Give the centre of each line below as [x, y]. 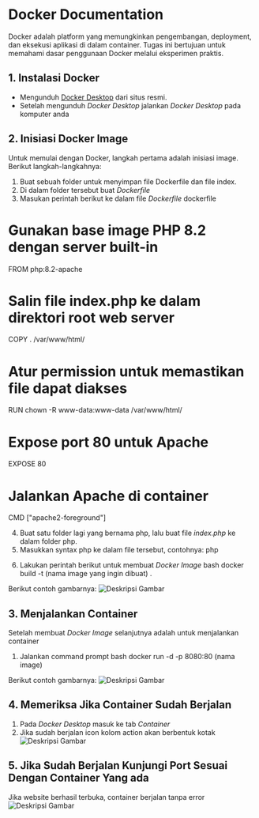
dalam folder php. [48, 541]
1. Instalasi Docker [54, 78]
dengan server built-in [83, 247]
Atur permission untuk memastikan [126, 371]
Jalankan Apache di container [109, 496]
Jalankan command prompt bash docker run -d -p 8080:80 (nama [127, 657]
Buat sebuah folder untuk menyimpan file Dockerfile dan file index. [128, 181]
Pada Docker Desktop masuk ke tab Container [95, 724]
